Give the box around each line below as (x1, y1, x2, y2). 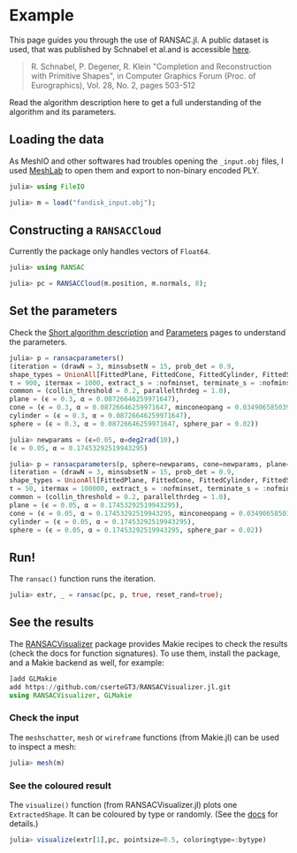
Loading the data (9, 132, 104, 147)
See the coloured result (9, 780, 112, 792)
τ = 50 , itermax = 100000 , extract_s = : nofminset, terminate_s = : (9, 484, 267, 494)
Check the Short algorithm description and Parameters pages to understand (9, 327, 286, 337)
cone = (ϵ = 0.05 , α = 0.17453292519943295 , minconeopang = (9, 509, 236, 518)
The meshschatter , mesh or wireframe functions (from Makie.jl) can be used (9, 732, 280, 742)
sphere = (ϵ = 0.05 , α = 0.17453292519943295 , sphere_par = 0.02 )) (9, 526, 263, 534)
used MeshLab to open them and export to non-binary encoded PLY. (9, 165, 260, 175)
